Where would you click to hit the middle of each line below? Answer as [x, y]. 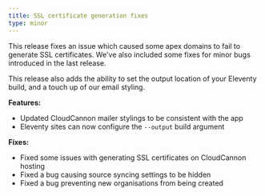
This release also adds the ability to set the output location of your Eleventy [133, 78]
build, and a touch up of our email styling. [77, 87]
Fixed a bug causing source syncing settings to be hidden [115, 174]
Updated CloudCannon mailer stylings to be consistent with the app [132, 118]
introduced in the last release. [57, 63]
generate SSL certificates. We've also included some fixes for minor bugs [129, 54]
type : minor [28, 23]
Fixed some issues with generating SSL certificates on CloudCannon [133, 158]
